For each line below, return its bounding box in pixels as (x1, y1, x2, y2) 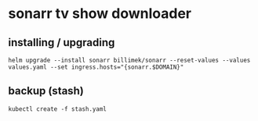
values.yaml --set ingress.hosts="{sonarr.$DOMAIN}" (8, 63, 184, 71)
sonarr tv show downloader (8, 5, 192, 23)
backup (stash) (8, 84, 84, 98)
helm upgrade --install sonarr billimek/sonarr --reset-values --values (8, 56, 251, 64)
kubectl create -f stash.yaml (8, 105, 107, 113)
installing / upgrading (8, 36, 115, 49)
